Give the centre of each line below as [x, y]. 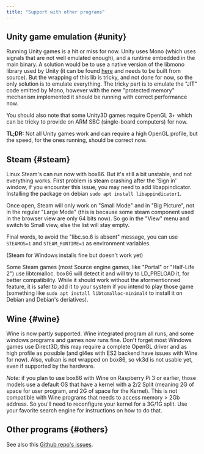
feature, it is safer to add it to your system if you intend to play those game [100, 287]
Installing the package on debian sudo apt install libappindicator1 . [94, 194]
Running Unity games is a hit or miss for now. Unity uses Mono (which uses [101, 51]
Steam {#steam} [38, 159]
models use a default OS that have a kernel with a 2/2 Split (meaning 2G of [100, 385]
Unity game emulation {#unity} [67, 37]
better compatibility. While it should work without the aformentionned [93, 280]
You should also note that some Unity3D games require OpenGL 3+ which [99, 115]
